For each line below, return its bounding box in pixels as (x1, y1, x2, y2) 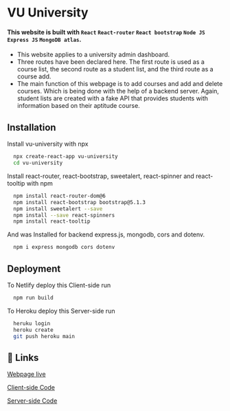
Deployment (7, 263, 61, 274)
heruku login (13, 320, 51, 327)
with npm (26, 179, 54, 187)
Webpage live (7, 370, 46, 379)
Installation (7, 122, 56, 133)
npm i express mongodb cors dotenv (13, 244, 115, 251)
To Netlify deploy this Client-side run (7, 281, 111, 289)
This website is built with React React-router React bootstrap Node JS (7, 27, 205, 36)
